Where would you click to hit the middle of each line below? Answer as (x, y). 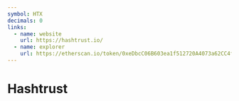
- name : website (38, 34)
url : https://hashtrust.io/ (62, 41)
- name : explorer (39, 47)
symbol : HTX (25, 14)
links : (17, 27)
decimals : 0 (25, 21)
